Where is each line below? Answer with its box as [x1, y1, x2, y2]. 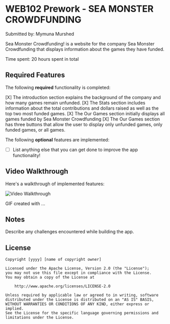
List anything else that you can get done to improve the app [12, 146, 138, 153]
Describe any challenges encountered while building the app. [5, 229, 134, 235]
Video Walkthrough [5, 167, 68, 176]
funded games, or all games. [5, 127, 65, 133]
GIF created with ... [5, 200, 45, 207]
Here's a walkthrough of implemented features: [5, 181, 105, 187]
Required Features [5, 71, 65, 80]
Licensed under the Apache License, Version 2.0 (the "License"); [5, 266, 150, 271]
